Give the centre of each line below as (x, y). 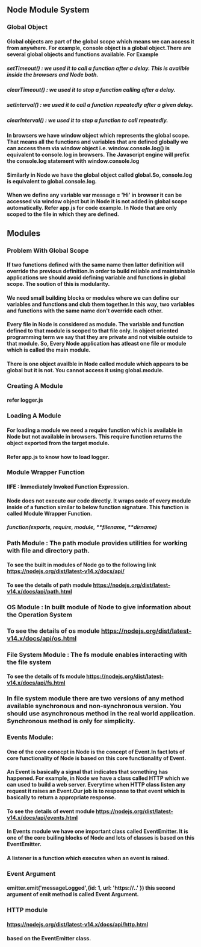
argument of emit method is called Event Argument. (73, 895)
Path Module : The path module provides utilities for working (97, 543)
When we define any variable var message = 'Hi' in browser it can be (94, 195)
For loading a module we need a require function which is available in (95, 430)
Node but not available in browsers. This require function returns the (94, 436)
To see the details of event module (51, 811)
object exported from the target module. (58, 443)
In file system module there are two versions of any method (95, 698)
